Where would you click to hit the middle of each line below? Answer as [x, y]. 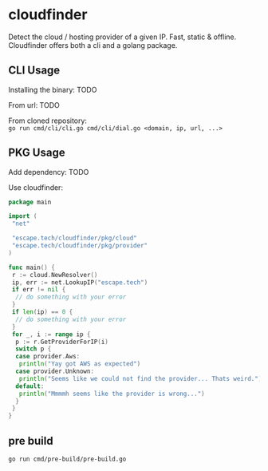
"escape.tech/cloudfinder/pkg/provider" [80, 246]
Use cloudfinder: [36, 187]
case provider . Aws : [48, 357]
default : [30, 386]
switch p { [33, 349]
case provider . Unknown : [55, 372]
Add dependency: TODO [49, 172]
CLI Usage [34, 71]
